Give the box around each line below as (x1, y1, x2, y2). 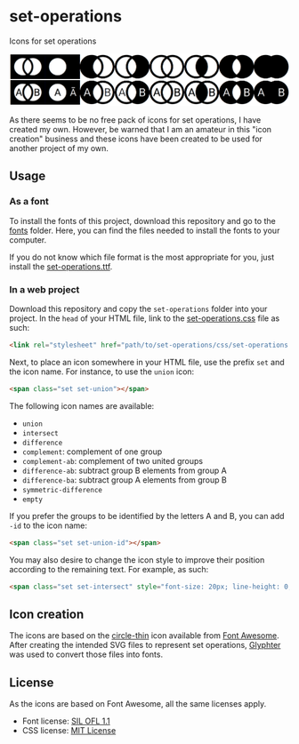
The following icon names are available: (9, 400, 155, 411)
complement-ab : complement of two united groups (21, 455, 203, 466)
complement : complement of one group (21, 446, 163, 457)
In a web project (9, 283, 80, 295)
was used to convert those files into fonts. (9, 649, 163, 660)
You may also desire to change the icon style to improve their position (9, 554, 265, 565)
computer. (9, 234, 47, 245)
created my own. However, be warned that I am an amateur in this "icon (9, 124, 272, 135)
